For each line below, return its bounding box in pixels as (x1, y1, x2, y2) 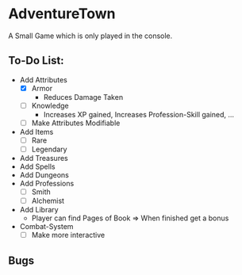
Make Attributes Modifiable (31, 118, 121, 128)
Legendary (31, 144, 67, 154)
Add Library (19, 205, 59, 215)
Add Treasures (19, 154, 69, 163)
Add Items (19, 127, 54, 136)
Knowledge (31, 101, 69, 110)
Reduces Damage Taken (43, 92, 124, 101)
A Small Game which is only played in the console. (8, 31, 173, 40)
